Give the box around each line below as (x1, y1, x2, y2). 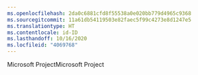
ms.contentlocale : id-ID (7, 29, 78, 36)
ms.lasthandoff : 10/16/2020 (7, 35, 88, 42)
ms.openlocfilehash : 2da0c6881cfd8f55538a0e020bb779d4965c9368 (7, 10, 192, 17)
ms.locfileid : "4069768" (7, 42, 78, 48)
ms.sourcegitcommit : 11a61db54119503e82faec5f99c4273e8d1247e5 (7, 16, 192, 23)
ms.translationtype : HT (7, 22, 75, 29)
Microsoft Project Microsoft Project (7, 61, 104, 68)
